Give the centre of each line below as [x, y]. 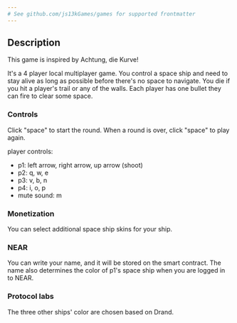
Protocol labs [31, 297]
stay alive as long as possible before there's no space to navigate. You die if [118, 81]
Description [34, 43]
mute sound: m [40, 195]
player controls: [30, 151]
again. [17, 137]
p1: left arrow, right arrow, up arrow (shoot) [80, 165]
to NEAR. [21, 278]
